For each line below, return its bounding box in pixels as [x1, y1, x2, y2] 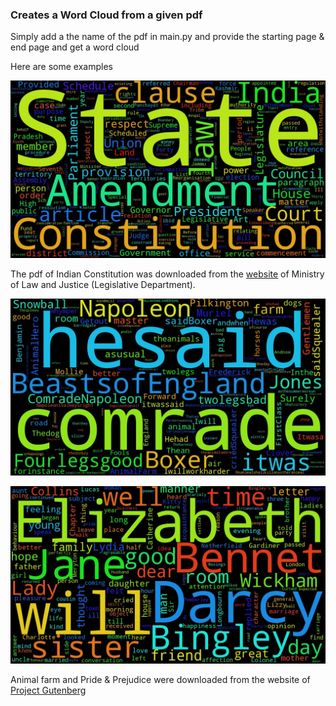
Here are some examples [10, 61, 113, 73]
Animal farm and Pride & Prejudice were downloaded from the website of [10, 673, 311, 685]
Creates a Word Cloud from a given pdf [10, 8, 203, 22]
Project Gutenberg [10, 684, 87, 696]
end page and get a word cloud [10, 41, 140, 53]
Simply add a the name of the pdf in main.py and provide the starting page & [10, 31, 325, 43]
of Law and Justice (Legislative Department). [10, 278, 196, 290]
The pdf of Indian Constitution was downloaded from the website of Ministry [10, 268, 325, 280]
